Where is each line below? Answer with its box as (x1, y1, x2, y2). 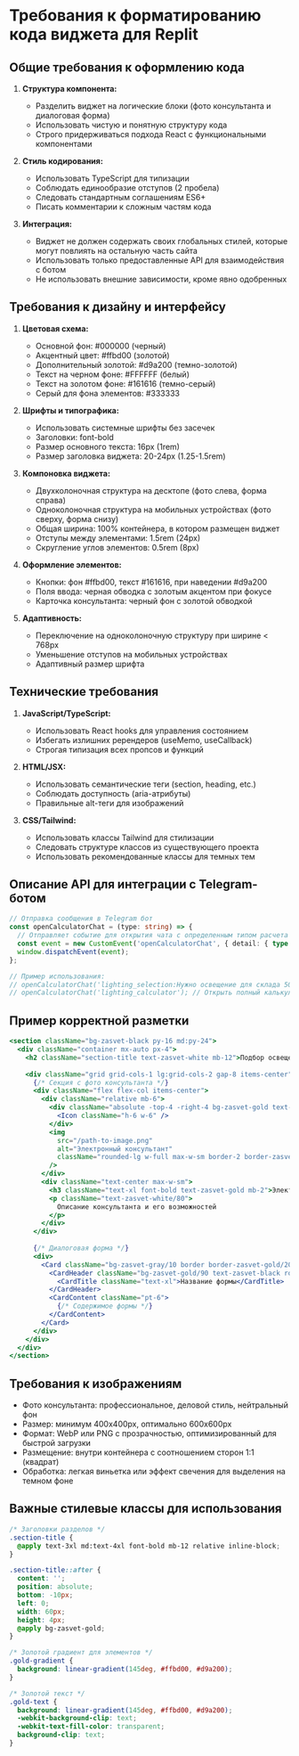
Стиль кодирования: (21, 156, 104, 166)
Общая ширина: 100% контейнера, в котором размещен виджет (35, 523, 280, 534)
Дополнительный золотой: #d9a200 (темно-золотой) (35, 359, 238, 370)
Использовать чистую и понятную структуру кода (35, 119, 228, 130)
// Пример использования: (9, 972, 105, 981)
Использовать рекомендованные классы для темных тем (35, 851, 255, 862)
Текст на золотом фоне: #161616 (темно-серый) (35, 378, 216, 388)
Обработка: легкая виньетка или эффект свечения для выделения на (21, 1466, 287, 1477)
